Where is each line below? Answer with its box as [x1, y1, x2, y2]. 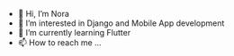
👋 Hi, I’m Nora [17, 9, 70, 19]
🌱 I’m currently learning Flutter [17, 28, 131, 37]
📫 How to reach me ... [17, 37, 102, 48]
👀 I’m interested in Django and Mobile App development [17, 18, 225, 28]
